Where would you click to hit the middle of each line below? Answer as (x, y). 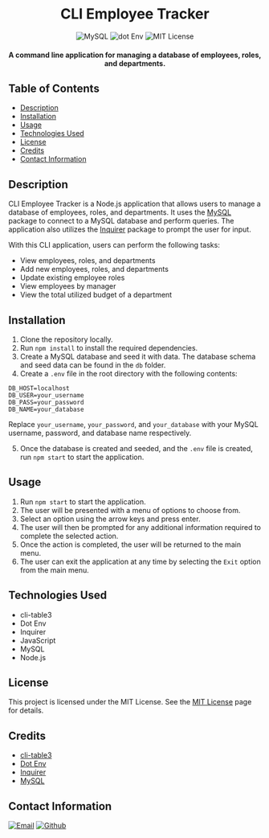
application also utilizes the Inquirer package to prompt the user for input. (130, 229)
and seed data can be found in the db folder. (93, 365)
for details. (26, 711)
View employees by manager (68, 286)
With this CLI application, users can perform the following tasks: (114, 245)
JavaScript (38, 640)
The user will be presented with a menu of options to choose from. (130, 510)
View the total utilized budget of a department (96, 295)
